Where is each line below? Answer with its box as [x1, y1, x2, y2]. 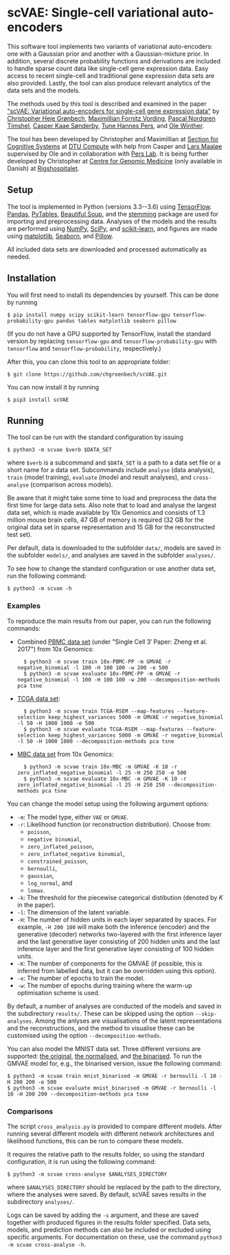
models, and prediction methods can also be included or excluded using [7, 1225, 211, 1234]
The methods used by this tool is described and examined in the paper [7, 99, 207, 108]
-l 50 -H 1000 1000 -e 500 [16, 720, 95, 726]
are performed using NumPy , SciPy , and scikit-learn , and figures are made [7, 224, 218, 232]
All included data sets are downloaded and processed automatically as [7, 245, 207, 253]
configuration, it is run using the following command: [7, 1157, 157, 1165]
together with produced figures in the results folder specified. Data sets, [7, 1218, 211, 1226]
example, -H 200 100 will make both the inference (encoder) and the [16, 922, 210, 931]
